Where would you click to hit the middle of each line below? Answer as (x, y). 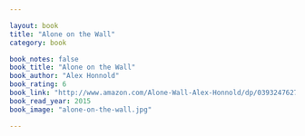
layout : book (34, 25)
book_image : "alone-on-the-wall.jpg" (81, 110)
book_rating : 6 (38, 84)
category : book (38, 43)
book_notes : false (44, 59)
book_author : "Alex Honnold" (64, 76)
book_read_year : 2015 (50, 101)
